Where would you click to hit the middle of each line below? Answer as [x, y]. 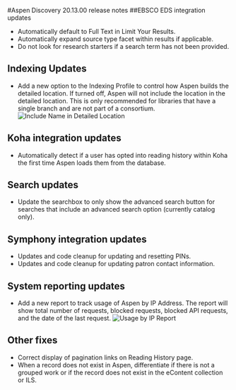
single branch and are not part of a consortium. [86, 108]
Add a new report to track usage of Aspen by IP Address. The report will [123, 303]
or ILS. [27, 380]
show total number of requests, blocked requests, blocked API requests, [123, 311]
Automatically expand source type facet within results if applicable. [116, 39]
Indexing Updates [47, 69]
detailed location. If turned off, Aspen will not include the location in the [122, 93]
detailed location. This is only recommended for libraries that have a [117, 101]
